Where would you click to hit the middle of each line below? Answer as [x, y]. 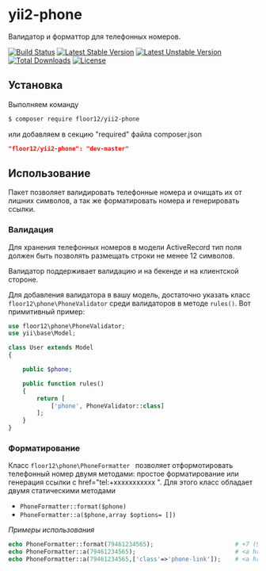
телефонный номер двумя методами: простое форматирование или [123, 474]
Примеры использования [51, 530]
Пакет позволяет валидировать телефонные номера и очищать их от [125, 193]
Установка [36, 85]
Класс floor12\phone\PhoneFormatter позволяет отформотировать [121, 466]
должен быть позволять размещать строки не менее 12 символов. [122, 255]
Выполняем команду [44, 104]
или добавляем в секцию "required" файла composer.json [105, 134]
